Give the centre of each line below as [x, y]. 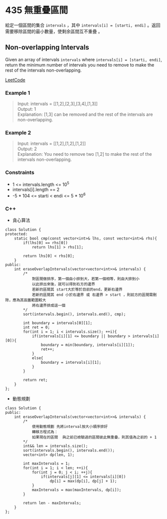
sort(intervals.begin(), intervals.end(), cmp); [75, 314]
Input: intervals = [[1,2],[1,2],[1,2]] [52, 144]
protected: [16, 234]
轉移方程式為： [45, 432]
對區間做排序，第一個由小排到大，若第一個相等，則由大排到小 [85, 279]
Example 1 [18, 93]
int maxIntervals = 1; [47, 464]
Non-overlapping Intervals [47, 47]
